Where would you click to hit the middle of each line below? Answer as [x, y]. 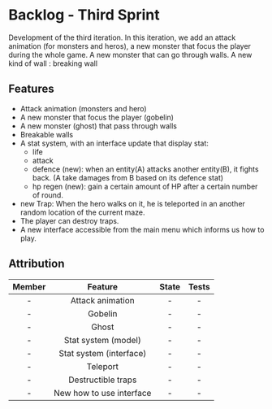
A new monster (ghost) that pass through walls [98, 126]
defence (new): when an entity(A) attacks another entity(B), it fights [145, 169]
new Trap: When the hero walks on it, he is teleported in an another [133, 203]
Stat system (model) [103, 340]
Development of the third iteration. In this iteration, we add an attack [122, 37]
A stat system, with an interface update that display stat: [114, 143]
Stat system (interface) [103, 353]
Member [29, 286]
